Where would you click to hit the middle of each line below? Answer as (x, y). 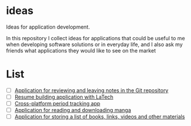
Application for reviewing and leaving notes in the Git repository (91, 90)
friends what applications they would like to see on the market (81, 50)
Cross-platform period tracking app (57, 104)
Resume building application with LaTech (64, 97)
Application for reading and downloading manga (73, 110)
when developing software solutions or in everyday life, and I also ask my (94, 44)
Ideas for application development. (48, 27)
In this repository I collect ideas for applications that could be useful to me (96, 38)
